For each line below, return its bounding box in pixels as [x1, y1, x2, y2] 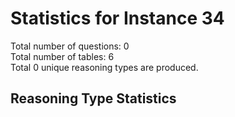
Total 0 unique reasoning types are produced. [10, 61, 199, 73]
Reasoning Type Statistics [10, 90, 177, 107]
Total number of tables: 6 [10, 50, 115, 62]
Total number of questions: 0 [10, 40, 130, 52]
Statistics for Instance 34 [10, 7, 225, 30]
